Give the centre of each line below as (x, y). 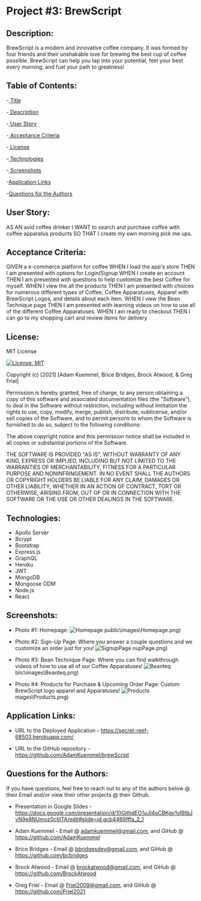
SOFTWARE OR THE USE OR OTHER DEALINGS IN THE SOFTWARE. (90, 499)
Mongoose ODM (35, 584)
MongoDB (27, 577)
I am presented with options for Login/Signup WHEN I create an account (95, 273)
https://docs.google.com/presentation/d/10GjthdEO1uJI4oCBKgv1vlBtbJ (104, 813)
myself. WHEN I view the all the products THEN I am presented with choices (100, 286)
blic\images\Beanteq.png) (47, 672)
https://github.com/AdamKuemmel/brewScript (72, 755)
